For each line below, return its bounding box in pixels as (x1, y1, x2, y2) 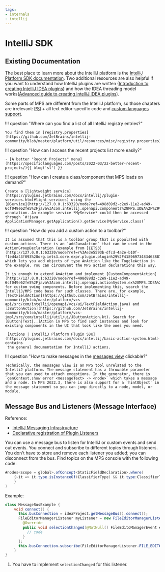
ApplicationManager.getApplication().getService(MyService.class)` (5, 219, 146, 224)
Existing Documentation (5, 57, 81, 65)
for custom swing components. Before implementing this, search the (5, 285, 148, 289)
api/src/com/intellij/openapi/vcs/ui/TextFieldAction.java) (5, 302, 131, 307)
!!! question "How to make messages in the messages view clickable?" (5, 353, 148, 359)
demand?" (5, 179, 26, 185)
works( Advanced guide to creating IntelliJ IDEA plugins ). (5, 91, 119, 97)
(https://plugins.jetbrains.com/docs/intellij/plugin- (5, 193, 120, 198)
